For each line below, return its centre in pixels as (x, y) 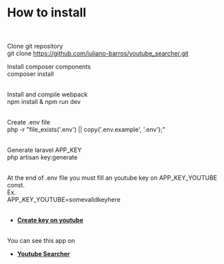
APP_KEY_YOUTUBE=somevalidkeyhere (64, 199)
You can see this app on (41, 240)
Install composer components (49, 66)
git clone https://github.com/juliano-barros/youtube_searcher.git (98, 53)
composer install (30, 74)
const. (16, 185)
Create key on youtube (50, 220)
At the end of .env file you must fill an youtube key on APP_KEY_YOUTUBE (112, 177)
